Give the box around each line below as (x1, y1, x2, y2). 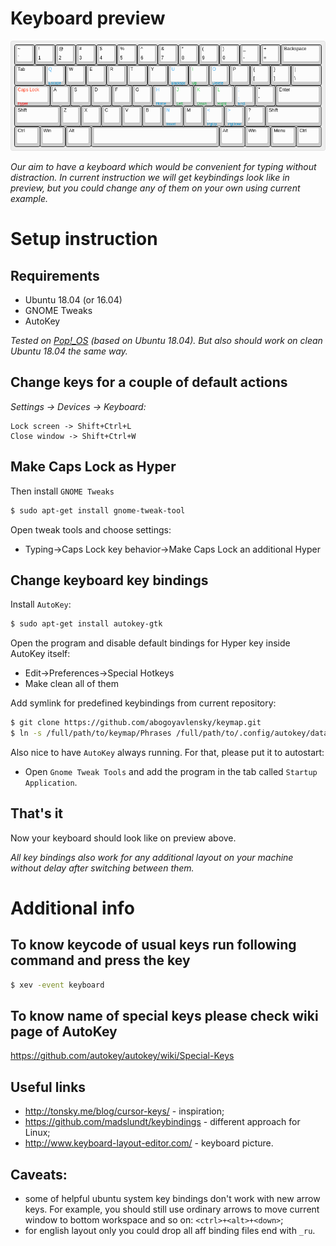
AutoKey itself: (10, 648, 71, 660)
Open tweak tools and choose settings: (10, 523, 172, 536)
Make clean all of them (24, 678, 119, 690)
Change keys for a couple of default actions (10, 374, 288, 391)
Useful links (10, 1078, 87, 1096)
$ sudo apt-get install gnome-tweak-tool (10, 505, 186, 516)
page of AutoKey (10, 1023, 118, 1041)
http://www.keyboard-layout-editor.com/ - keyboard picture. (24, 1137, 274, 1149)
